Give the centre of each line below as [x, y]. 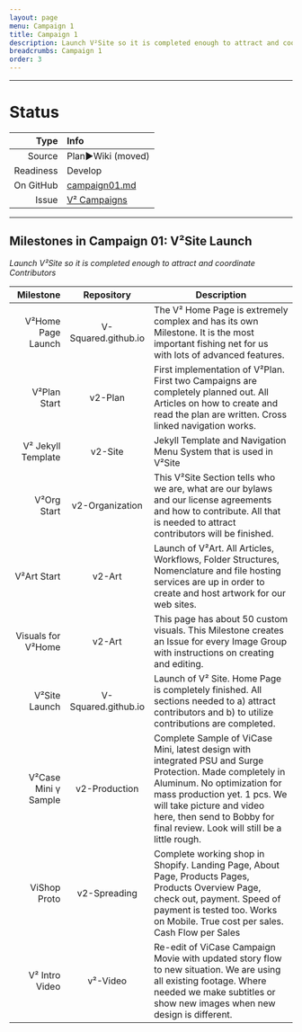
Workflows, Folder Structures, [217, 559]
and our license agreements [213, 500]
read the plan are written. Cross [221, 414]
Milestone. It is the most [204, 332]
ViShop [45, 887]
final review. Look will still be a [218, 828]
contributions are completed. [215, 723]
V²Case [44, 777]
